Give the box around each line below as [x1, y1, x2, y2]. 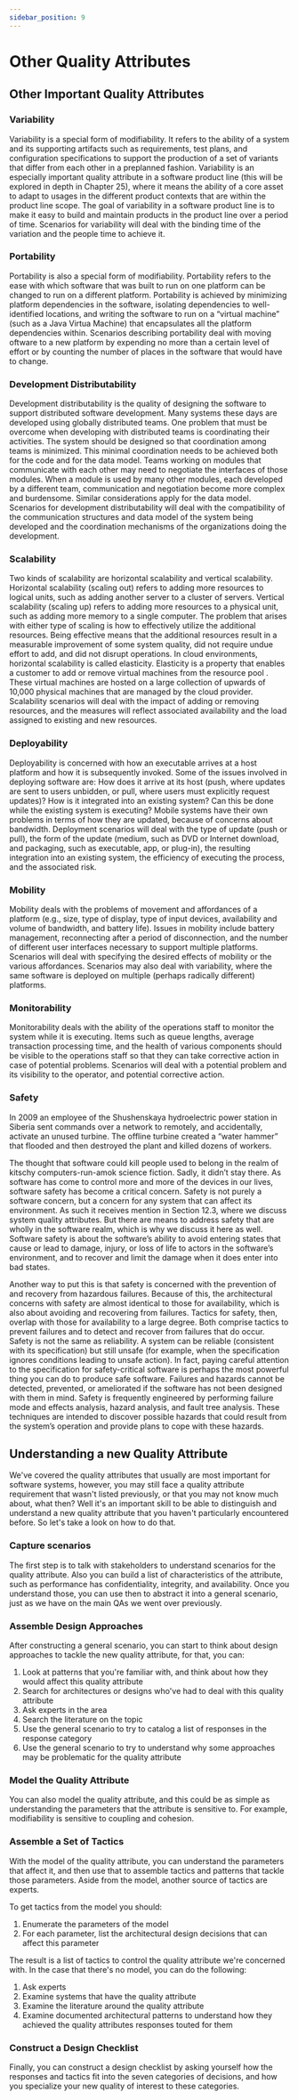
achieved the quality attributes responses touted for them [21, 2019, 233, 2030]
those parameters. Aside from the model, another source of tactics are [9, 1875, 269, 1885]
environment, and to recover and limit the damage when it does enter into [9, 1252, 278, 1262]
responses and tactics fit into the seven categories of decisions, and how [9, 2071, 278, 2081]
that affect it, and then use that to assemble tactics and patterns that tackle [9, 1865, 285, 1876]
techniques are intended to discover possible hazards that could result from [9, 1411, 287, 1422]
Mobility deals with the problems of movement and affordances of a [9, 904, 258, 914]
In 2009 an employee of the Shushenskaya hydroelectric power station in [9, 1112, 278, 1123]
